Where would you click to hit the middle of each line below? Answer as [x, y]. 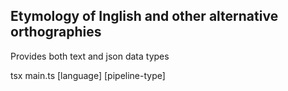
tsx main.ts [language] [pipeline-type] [88, 75]
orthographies [56, 32]
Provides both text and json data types [90, 56]
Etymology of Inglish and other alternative [144, 16]
